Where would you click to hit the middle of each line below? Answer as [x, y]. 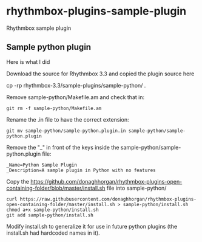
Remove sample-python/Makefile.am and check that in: [75, 97]
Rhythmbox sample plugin [39, 28]
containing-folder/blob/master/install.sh [56, 188]
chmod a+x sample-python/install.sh [52, 210]
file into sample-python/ [136, 188]
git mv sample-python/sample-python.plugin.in [66, 131]
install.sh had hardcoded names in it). [53, 233]
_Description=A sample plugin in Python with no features [81, 170]
